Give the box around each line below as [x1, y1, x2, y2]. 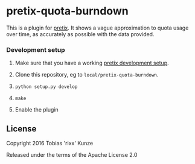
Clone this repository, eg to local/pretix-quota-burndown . [14, 71, 159, 78]
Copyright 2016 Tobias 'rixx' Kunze [6, 140, 94, 147]
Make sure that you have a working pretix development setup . [14, 59, 169, 67]
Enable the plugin [14, 106, 59, 113]
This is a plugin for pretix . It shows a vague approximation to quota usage [6, 24, 189, 31]
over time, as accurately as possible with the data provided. [6, 30, 155, 37]
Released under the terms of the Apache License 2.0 [6, 151, 138, 159]
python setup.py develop [14, 84, 78, 90]
